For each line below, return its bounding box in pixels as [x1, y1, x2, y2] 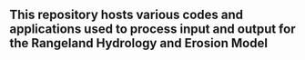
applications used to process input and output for [9, 22, 296, 37]
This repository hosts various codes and [9, 7, 244, 23]
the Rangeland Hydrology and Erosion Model [9, 35, 269, 51]
